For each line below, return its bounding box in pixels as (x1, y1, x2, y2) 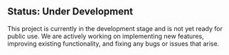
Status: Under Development (7, 6, 134, 18)
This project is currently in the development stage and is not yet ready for (7, 24, 223, 32)
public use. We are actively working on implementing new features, (7, 32, 204, 40)
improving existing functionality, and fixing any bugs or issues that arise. (7, 39, 220, 48)
